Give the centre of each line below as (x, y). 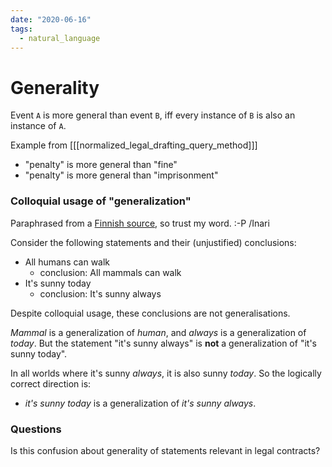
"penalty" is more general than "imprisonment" (121, 175)
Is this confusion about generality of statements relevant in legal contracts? (165, 450)
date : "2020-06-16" (51, 19)
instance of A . (38, 126)
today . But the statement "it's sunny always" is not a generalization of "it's (163, 343)
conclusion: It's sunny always (100, 293)
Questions (36, 429)
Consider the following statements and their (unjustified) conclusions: (153, 242)
